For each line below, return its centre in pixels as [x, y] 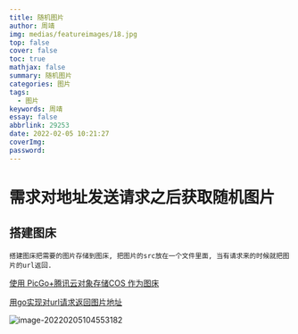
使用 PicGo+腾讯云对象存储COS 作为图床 [84, 283]
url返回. [37, 265]
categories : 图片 [40, 84]
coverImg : [28, 142]
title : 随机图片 [37, 17]
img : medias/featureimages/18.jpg [74, 34]
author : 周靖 [32, 26]
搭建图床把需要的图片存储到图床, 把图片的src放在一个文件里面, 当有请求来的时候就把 [146, 255]
